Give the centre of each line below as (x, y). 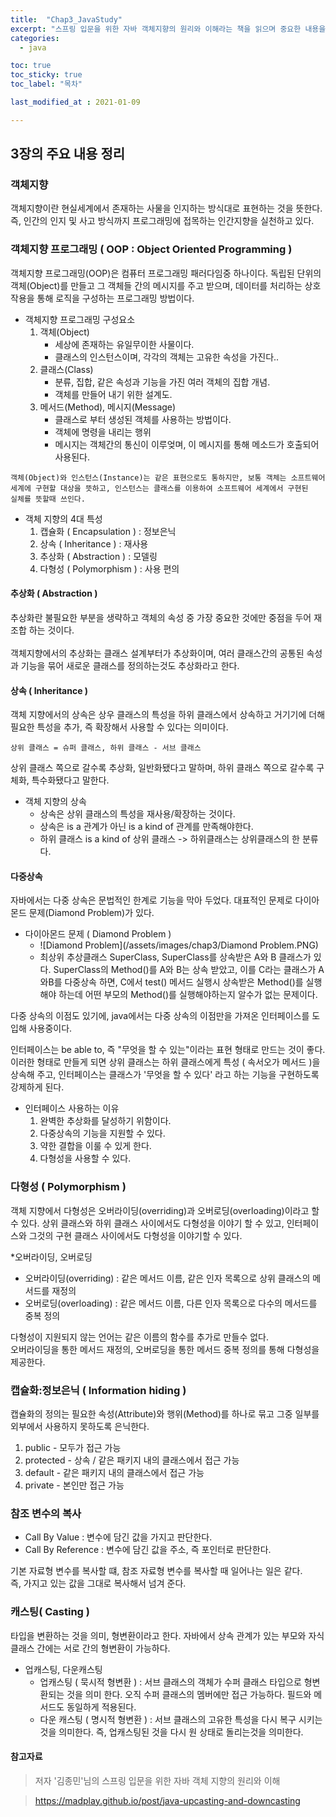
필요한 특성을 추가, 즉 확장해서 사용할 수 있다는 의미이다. (119, 727)
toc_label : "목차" (46, 84)
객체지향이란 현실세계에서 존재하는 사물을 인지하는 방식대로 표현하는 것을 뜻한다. (166, 208)
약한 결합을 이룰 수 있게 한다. (95, 1146)
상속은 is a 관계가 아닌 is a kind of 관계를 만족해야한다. (146, 827)
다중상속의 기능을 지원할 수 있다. (102, 1133)
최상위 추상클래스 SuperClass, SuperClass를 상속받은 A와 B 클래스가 (175, 957)
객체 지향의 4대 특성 (63, 518)
